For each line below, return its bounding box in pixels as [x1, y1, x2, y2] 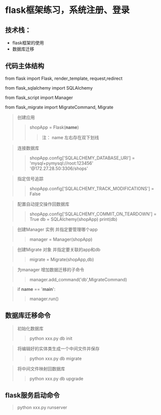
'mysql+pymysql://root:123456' [29, 160, 94, 166]
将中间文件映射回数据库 [17, 365, 65, 371]
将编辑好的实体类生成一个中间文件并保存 [17, 345, 100, 352]
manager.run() [29, 296, 59, 302]
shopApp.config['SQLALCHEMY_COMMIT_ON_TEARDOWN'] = [29, 211, 157, 217]
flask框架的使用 [12, 40, 44, 46]
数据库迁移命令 [5, 311, 51, 320]
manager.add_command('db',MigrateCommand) [29, 276, 127, 282]
